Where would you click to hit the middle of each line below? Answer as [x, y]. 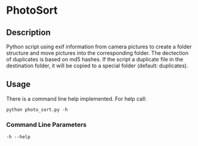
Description [28, 32]
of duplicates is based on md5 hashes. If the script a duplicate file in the [95, 59]
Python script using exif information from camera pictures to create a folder [99, 46]
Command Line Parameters [47, 125]
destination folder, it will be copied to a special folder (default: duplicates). [97, 66]
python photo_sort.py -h [37, 110]
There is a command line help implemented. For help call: [77, 98]
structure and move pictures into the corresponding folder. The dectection [98, 53]
